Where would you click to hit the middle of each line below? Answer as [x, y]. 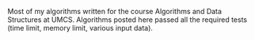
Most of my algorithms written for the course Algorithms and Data [115, 11]
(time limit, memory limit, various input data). [80, 28]
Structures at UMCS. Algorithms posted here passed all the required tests [127, 20]
